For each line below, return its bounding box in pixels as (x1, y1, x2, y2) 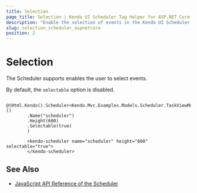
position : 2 (6, 30, 35, 36)
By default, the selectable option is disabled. (6, 86, 115, 94)
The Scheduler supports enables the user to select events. (6, 75, 148, 82)
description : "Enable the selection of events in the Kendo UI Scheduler (6, 19, 191, 25)
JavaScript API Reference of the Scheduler (14, 180, 118, 187)
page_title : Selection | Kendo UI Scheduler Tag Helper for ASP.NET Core (6, 14, 191, 20)
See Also (6, 164, 39, 174)
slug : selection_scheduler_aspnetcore (6, 25, 101, 31)
